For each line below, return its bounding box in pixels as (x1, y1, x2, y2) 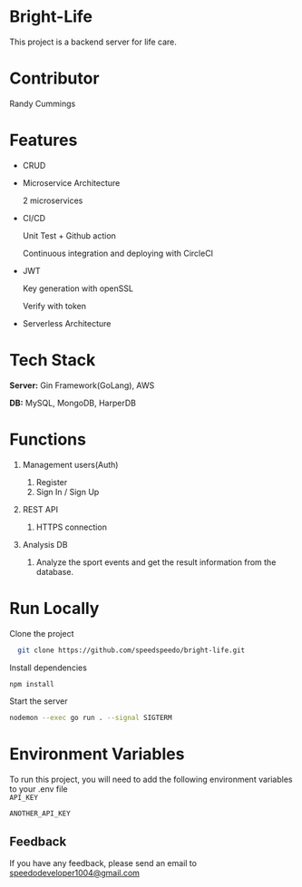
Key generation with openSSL (22, 283, 134, 294)
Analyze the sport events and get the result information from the (35, 556, 277, 568)
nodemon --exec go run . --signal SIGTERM (9, 714, 172, 723)
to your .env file (9, 784, 68, 794)
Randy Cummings (9, 98, 76, 109)
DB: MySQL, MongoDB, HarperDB (9, 397, 136, 408)
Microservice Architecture (22, 177, 121, 188)
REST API (22, 503, 59, 514)
